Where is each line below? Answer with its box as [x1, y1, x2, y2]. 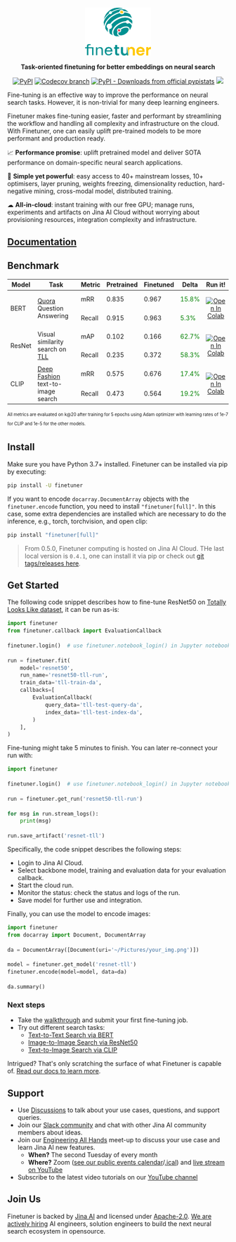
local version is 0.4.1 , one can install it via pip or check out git [24, 551, 204, 560]
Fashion [37, 372, 61, 380]
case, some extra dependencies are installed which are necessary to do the [7, 509, 227, 518]
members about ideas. [17, 1128, 83, 1137]
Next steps [7, 1000, 46, 1009]
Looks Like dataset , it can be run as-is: [7, 606, 119, 614]
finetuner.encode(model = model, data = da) [7, 969, 128, 976]
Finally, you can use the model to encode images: [7, 910, 151, 918]
